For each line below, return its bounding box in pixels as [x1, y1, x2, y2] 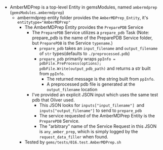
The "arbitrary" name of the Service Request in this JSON [39, 123, 157, 129]
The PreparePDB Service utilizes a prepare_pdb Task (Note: [32, 30, 150, 35]
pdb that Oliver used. [32, 97, 75, 103]
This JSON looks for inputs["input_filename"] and [39, 102, 145, 108]
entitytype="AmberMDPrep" [17, 20, 71, 25]
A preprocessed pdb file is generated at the [46, 81, 136, 87]
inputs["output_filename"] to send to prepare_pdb [39, 107, 142, 113]
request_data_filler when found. [39, 134, 109, 140]
